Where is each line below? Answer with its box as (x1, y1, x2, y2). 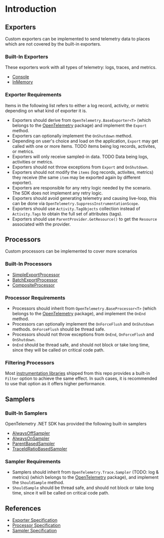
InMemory (12, 79, 33, 85)
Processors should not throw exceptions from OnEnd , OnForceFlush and (12, 331, 154, 337)
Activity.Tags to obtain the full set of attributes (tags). (12, 211, 122, 216)
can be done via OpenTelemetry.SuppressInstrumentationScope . (12, 200, 140, 206)
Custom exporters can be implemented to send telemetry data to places (5, 36, 150, 42)
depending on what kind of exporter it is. (5, 108, 87, 114)
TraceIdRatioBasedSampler (12, 445, 68, 451)
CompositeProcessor (12, 282, 55, 288)
